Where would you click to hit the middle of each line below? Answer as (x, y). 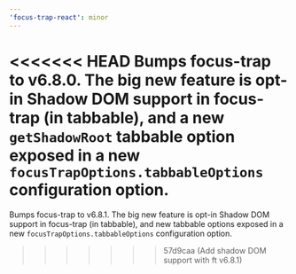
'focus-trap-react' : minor (59, 17)
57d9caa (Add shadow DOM (215, 250)
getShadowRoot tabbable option (122, 136)
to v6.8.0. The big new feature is (131, 80)
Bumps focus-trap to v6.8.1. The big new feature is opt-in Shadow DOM (140, 215)
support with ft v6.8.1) (203, 260)
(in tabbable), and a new (134, 117)
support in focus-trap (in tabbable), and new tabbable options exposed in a (146, 223)
